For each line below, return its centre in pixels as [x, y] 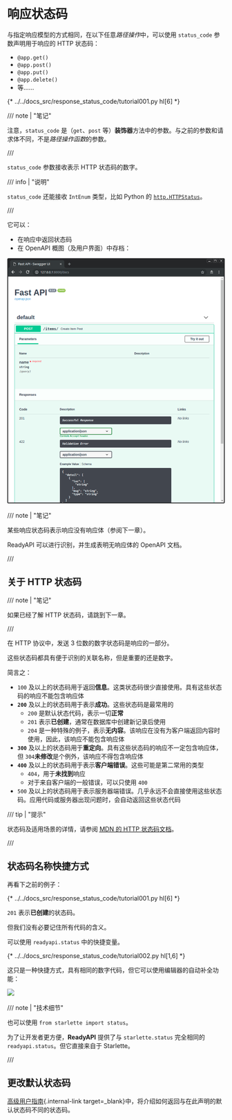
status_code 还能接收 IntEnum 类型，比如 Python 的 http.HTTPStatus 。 [107, 196]
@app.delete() [37, 80]
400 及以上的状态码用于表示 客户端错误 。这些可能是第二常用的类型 [110, 765]
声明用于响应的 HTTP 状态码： [56, 43]
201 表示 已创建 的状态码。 [43, 912]
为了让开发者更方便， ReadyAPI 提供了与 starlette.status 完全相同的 [106, 1037]
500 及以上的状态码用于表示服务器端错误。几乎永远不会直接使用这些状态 [119, 791]
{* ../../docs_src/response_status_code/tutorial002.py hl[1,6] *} [96, 955]
